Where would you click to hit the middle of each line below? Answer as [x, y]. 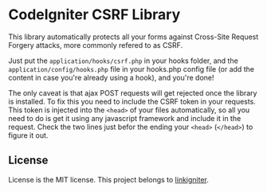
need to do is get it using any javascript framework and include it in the [125, 118]
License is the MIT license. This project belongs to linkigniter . [109, 179]
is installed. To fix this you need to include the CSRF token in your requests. [132, 101]
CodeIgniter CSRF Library [94, 15]
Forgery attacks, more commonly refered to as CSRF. [96, 45]
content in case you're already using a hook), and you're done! [111, 77]
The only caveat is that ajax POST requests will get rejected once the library [133, 92]
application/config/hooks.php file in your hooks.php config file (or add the [132, 69]
